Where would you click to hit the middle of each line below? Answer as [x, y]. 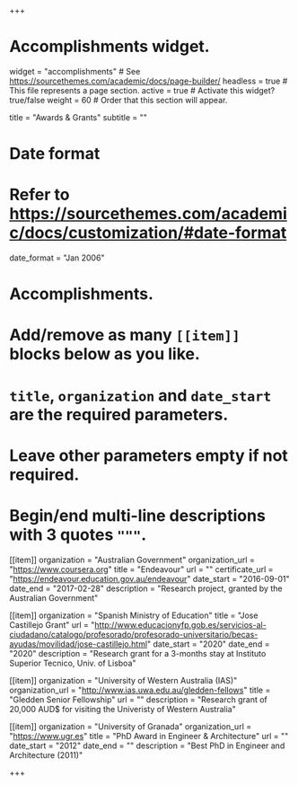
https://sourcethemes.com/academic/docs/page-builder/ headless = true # [149, 81]
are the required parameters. [119, 415]
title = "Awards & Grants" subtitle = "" [79, 117]
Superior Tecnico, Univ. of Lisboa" [73, 663]
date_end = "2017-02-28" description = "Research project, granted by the [146, 588]
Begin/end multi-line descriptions [138, 516]
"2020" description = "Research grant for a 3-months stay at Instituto [138, 653]
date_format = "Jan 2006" [57, 258]
